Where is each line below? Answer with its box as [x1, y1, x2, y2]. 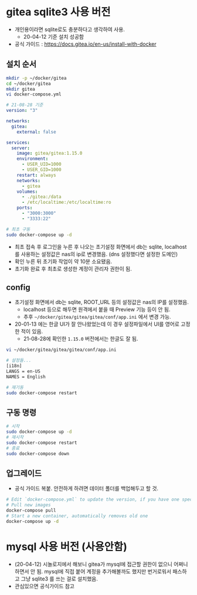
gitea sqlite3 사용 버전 [6, 5, 111, 19]
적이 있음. [21, 328, 43, 335]
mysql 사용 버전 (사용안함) [6, 540, 127, 553]
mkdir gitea [6, 86, 35, 92]
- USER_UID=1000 [21, 162, 62, 167]
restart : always [16, 172, 57, 178]
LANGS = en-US [6, 368, 41, 374]
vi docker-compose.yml [6, 91, 62, 97]
